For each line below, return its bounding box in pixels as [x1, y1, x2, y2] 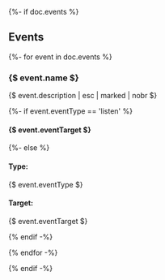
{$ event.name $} [8, 72, 79, 84]
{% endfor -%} [8, 248, 58, 257]
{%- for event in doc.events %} [8, 52, 112, 62]
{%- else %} [8, 143, 50, 153]
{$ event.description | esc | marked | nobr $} [8, 91, 158, 101]
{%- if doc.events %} [8, 7, 79, 16]
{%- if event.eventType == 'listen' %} [8, 106, 133, 116]
